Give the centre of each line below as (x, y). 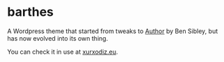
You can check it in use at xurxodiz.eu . (63, 52)
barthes (31, 12)
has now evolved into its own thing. (58, 38)
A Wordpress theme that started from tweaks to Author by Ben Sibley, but (112, 31)
